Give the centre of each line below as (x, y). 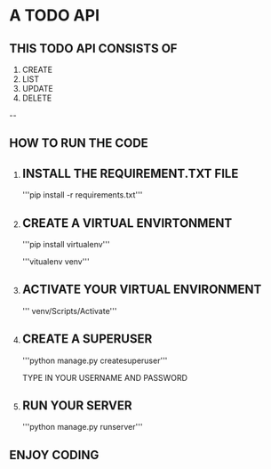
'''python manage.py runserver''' (82, 427)
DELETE (37, 98)
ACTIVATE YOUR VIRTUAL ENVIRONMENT (142, 290)
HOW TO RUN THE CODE (79, 143)
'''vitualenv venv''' (56, 262)
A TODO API (55, 16)
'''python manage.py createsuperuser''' (95, 360)
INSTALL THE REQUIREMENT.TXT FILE (130, 173)
